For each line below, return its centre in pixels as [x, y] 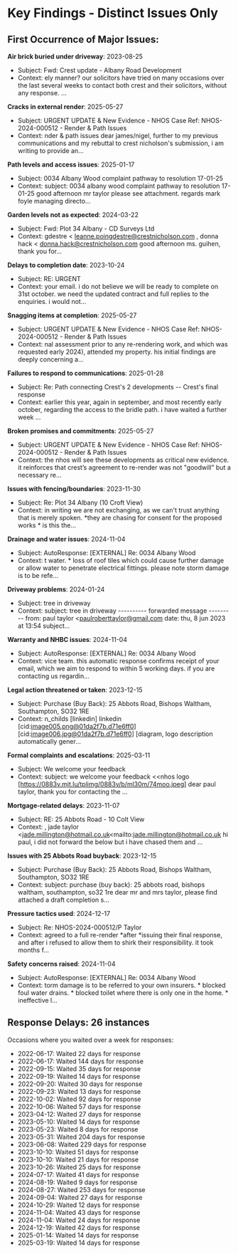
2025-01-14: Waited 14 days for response [78, 1235]
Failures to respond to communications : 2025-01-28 [86, 373]
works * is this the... [47, 525]
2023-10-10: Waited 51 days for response [78, 1152]
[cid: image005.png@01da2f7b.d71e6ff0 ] [77, 726]
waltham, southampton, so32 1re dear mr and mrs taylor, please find [118, 892]
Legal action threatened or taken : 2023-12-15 [75, 690]
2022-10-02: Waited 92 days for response [79, 1099]
